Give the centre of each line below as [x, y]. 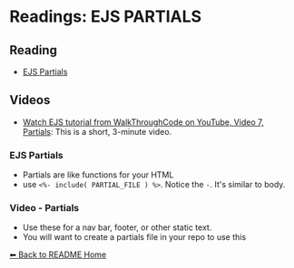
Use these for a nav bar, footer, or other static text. [117, 227]
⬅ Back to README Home [58, 254]
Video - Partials [44, 208]
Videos [30, 100]
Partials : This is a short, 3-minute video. [97, 131]
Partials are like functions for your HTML [98, 175]
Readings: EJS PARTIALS [106, 17]
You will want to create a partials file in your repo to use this [134, 237]
